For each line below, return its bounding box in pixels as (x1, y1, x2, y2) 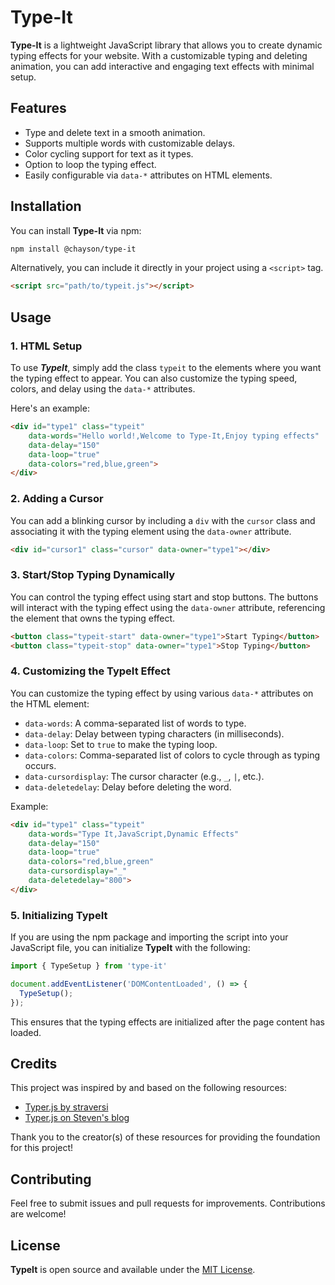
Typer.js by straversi (24, 1101, 109, 1113)
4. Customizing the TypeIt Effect (10, 664, 171, 678)
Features (10, 100, 67, 117)
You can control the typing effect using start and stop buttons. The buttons (10, 591, 319, 603)
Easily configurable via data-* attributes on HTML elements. (24, 169, 273, 181)
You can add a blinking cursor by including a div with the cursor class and (10, 514, 316, 526)
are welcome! (10, 1208, 67, 1220)
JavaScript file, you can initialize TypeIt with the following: (10, 942, 251, 954)
